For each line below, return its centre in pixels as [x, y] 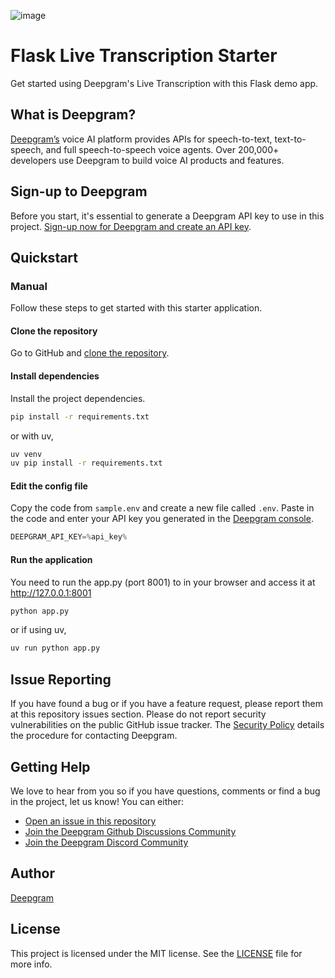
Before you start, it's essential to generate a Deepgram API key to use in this [167, 216]
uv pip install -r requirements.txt [86, 463]
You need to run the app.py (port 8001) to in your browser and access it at [163, 582]
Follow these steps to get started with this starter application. [136, 308]
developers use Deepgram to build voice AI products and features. [147, 160]
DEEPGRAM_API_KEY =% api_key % [69, 537]
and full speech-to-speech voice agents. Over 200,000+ [162, 149]
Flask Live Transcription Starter [144, 56]
